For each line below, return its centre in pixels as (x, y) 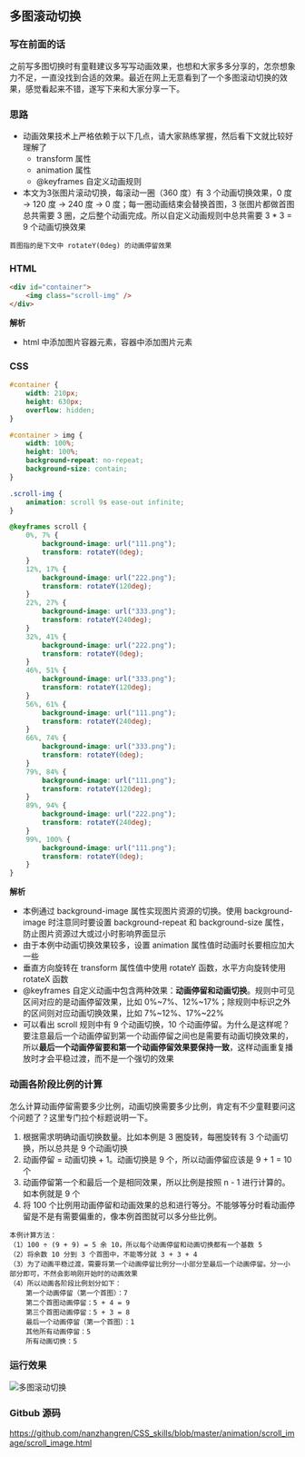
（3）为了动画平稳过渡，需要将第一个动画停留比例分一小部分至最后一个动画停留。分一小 (150, 1264)
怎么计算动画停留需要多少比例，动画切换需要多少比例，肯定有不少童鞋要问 (148, 1105)
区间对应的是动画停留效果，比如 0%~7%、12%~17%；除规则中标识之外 (157, 1002)
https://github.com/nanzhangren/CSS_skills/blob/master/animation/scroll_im (152, 1433)
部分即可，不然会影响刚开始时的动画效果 (74, 1274)
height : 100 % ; (52, 452)
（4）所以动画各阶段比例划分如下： (66, 1284)
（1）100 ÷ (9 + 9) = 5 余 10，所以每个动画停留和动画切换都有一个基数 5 (136, 1244)
